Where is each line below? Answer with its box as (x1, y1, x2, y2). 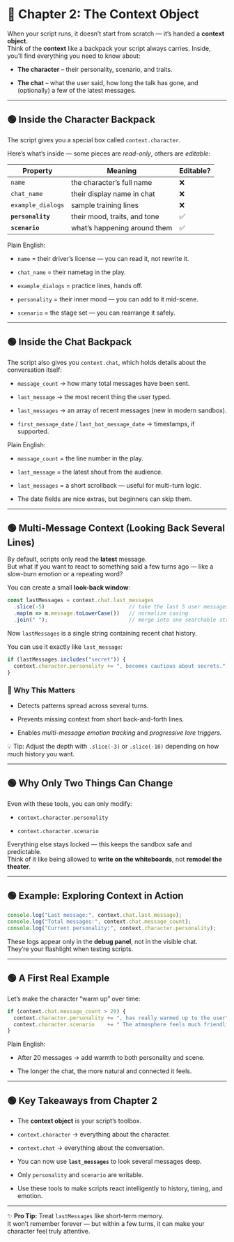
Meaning (107, 165, 137, 175)
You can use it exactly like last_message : (7, 642, 123, 651)
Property (22, 165, 53, 175)
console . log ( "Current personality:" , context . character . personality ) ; (7, 925, 217, 932)
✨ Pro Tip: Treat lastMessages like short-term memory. (7, 1212, 164, 1220)
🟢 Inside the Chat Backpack (7, 336, 132, 348)
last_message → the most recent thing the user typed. (17, 392, 171, 401)
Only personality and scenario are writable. (17, 1171, 144, 1179)
